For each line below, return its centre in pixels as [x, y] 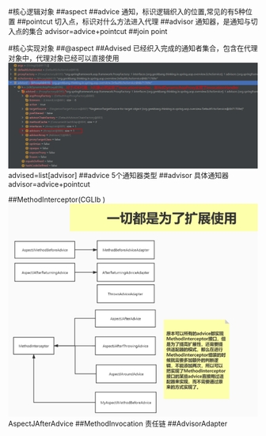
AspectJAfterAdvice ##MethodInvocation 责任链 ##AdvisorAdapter [118, 424]
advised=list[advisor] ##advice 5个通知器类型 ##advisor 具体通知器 [119, 176]
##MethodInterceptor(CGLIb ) [57, 199]
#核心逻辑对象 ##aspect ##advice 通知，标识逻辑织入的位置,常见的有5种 [127, 11]
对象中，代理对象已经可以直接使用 [64, 58]
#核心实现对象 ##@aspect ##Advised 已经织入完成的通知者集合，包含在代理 [133, 48]
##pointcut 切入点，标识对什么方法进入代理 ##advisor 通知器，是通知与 [134, 21]
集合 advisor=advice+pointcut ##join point [98, 31]
